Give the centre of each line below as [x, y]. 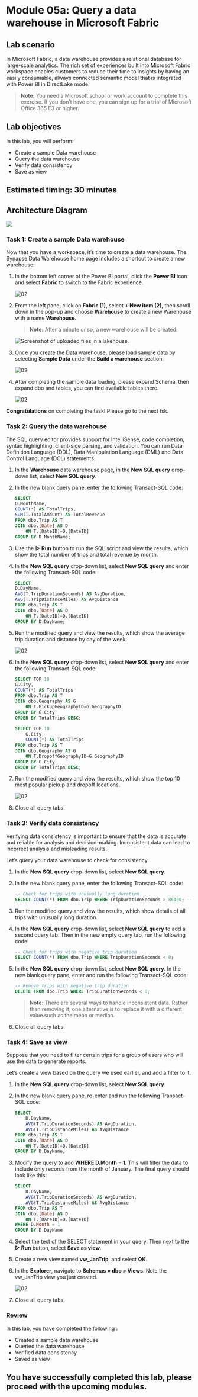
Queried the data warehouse [49, 1346]
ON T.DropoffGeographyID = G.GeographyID [75, 756]
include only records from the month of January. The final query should [102, 1169]
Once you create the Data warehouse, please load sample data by [95, 352]
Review [17, 1315]
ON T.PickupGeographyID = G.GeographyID [73, 706]
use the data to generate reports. [46, 1061]
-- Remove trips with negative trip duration [72, 986]
